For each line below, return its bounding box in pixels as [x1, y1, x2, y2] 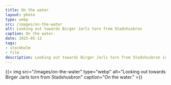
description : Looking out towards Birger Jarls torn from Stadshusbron [5, 54, 160, 60]
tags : [5, 41, 17, 46]
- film [5, 50, 19, 55]
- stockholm [5, 45, 31, 50]
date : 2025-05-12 [5, 36, 42, 41]
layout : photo [5, 12, 36, 17]
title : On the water [5, 7, 49, 13]
